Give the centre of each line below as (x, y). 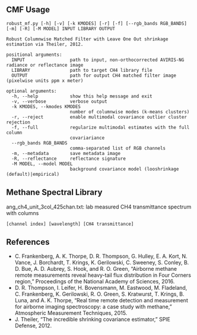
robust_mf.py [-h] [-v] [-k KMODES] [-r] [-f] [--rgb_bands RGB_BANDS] (96, 23)
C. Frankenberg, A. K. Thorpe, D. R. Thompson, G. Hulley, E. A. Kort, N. (101, 256)
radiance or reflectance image (45, 65)
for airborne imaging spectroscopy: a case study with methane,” (93, 307)
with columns (23, 213)
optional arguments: (32, 91)
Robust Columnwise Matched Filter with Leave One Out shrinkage (87, 39)
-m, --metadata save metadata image (66, 153)
